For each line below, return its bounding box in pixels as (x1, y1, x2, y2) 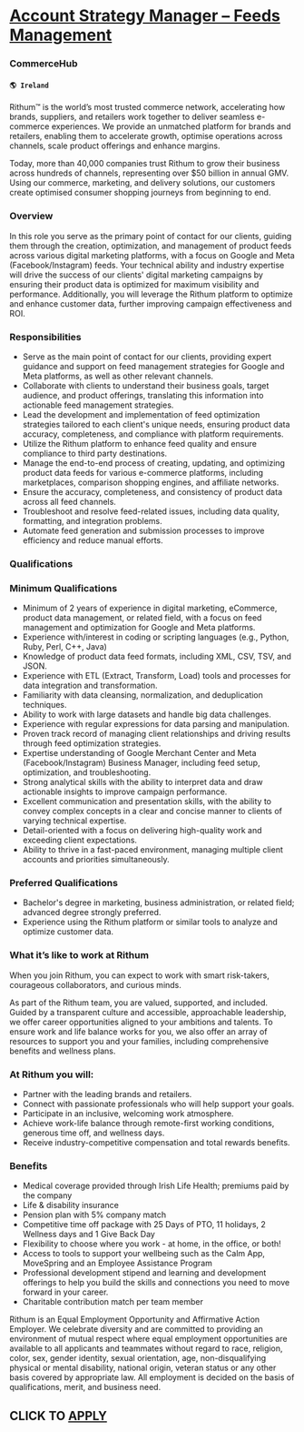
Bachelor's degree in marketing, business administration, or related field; (22, 897, 295, 908)
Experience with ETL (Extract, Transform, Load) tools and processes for (22, 671, 291, 681)
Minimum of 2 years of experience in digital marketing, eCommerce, (22, 602, 278, 614)
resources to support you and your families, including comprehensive (9, 1035, 270, 1046)
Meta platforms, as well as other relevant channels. (22, 370, 214, 381)
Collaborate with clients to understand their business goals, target (22, 379, 270, 391)
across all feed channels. (22, 496, 116, 507)
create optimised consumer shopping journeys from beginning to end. (9, 187, 271, 198)
